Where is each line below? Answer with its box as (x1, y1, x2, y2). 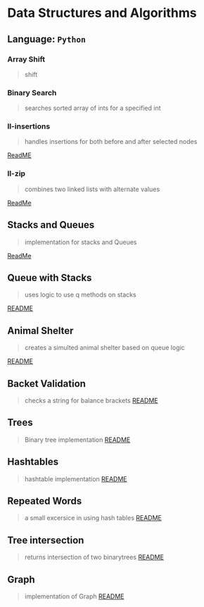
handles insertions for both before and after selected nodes (24, 138, 198, 146)
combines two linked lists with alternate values (24, 185, 160, 193)
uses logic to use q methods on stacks (24, 291, 136, 299)
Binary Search (7, 88, 57, 97)
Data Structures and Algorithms (7, 5, 197, 21)
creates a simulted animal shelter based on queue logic (24, 344, 185, 352)
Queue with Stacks (7, 272, 92, 284)
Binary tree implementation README (24, 435, 131, 444)
